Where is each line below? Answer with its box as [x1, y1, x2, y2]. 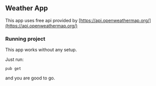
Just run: [5, 56, 24, 62]
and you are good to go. [5, 75, 56, 81]
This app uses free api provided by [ [5, 17, 81, 23]
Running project [5, 35, 45, 42]
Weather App [5, 4, 48, 13]
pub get [5, 66, 22, 71]
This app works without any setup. [5, 47, 77, 53]
